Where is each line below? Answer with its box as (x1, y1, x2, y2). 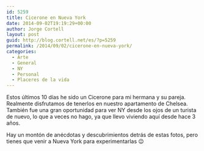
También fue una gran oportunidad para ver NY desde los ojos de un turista (6, 107, 197, 114)
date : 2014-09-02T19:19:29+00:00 (6, 20, 92, 26)
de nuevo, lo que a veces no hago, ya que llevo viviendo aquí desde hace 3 (6, 113, 196, 121)
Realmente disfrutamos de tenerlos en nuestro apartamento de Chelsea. (6, 100, 188, 107)
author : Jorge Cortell (6, 26, 64, 32)
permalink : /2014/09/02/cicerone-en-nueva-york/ (6, 43, 133, 49)
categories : (6, 49, 37, 55)
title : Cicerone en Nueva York (6, 15, 86, 21)
